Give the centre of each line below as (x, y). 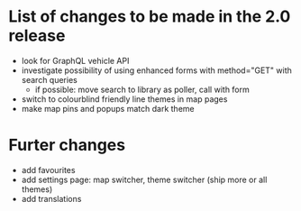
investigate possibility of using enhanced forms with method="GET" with (156, 70)
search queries (49, 79)
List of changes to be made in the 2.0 (150, 17)
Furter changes (67, 145)
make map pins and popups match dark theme (108, 108)
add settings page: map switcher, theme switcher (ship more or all (144, 179)
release (37, 36)
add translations (51, 198)
